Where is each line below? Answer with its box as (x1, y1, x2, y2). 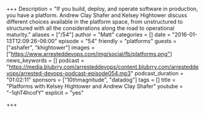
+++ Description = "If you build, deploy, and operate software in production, (6, 5, 198, 12)
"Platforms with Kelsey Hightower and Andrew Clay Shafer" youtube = (6, 83, 184, 90)
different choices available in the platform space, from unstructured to (6, 18, 183, 25)
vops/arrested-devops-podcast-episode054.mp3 (6, 70, 131, 77)
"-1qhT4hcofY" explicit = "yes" (6, 89, 84, 96)
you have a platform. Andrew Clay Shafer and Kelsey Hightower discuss (6, 12, 188, 19)
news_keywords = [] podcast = (6, 57, 84, 64)
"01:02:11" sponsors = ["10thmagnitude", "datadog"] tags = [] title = (6, 76, 176, 83)
